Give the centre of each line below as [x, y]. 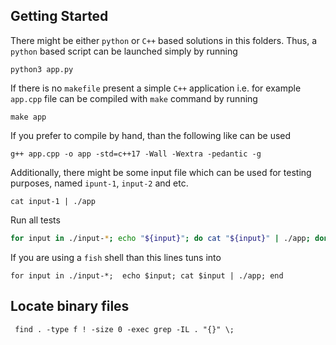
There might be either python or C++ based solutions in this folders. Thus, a [163, 40]
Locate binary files [70, 306]
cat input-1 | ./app [53, 201]
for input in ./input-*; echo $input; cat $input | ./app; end [147, 275]
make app [28, 117]
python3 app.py [42, 69]
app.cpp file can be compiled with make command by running [134, 98]
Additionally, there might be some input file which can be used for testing [161, 172]
